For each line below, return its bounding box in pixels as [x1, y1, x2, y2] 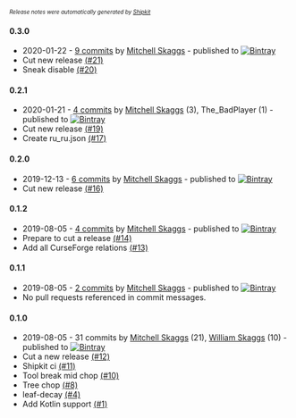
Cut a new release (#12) [21, 351, 110, 362]
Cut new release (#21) [21, 54, 104, 66]
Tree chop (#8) [21, 380, 79, 390]
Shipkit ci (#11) [21, 361, 76, 372]
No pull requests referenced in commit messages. [21, 292, 207, 303]
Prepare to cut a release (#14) [21, 232, 132, 243]
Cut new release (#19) [21, 123, 105, 134]
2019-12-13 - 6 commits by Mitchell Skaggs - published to [21, 173, 236, 184]
